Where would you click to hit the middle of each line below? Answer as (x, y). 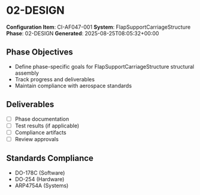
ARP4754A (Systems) (42, 185)
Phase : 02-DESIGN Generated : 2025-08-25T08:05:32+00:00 (83, 33)
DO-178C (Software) (40, 173)
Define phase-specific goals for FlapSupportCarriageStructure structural (104, 66)
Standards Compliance (50, 158)
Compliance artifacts (41, 132)
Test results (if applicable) (47, 126)
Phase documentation (42, 119)
